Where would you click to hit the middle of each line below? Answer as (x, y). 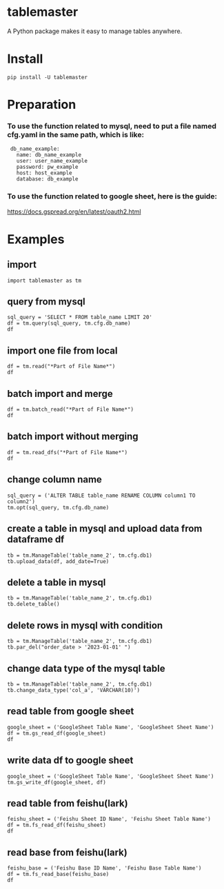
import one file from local (62, 350)
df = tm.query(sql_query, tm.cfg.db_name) (69, 324)
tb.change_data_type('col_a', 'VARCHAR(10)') (73, 690)
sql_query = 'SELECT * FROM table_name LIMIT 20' (80, 318)
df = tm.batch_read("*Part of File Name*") (71, 410)
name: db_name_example (49, 155)
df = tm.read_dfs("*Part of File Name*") (68, 452)
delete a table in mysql (57, 582)
